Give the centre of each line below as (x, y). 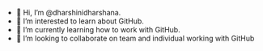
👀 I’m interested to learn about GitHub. (80, 21)
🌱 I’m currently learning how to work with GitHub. (98, 30)
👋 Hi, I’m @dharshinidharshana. (68, 13)
